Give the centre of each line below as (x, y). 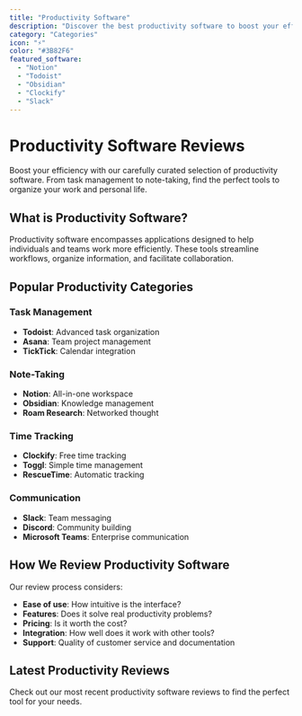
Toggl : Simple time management (83, 465)
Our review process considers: (66, 587)
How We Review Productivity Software (120, 566)
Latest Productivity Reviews (89, 670)
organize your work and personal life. (78, 190)
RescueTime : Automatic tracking (83, 475)
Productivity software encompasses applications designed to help (132, 240)
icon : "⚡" (28, 43)
